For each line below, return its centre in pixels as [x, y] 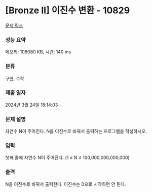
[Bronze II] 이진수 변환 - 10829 [68, 10]
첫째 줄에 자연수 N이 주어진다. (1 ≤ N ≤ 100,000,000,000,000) [68, 157]
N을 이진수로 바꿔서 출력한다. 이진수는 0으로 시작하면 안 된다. [66, 184]
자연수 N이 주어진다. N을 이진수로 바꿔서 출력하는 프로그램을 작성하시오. [76, 131]
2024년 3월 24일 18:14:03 [32, 105]
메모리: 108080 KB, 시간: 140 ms [38, 52]
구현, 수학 [15, 78]
